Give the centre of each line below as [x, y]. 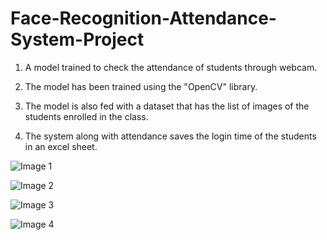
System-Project [77, 39]
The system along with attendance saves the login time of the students [170, 136]
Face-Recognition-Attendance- [143, 18]
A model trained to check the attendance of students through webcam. [171, 67]
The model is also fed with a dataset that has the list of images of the [167, 106]
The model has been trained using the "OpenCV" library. [141, 86]
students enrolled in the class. [86, 116]
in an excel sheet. [61, 146]
